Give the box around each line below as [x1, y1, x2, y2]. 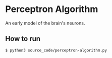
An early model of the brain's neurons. [5, 20, 85, 26]
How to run [5, 34, 41, 43]
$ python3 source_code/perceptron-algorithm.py [5, 47, 107, 53]
